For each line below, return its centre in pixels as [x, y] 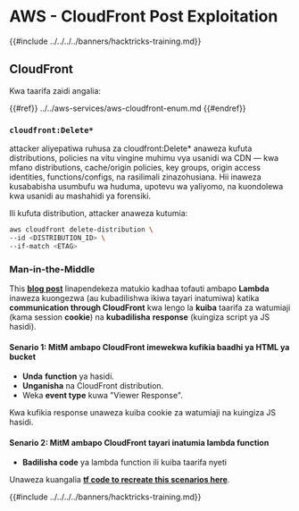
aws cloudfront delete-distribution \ [81, 230]
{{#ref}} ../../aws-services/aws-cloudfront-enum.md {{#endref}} [128, 108]
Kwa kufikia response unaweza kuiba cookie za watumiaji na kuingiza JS [143, 413]
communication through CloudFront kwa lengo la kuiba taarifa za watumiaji [150, 307]
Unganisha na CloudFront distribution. [93, 386]
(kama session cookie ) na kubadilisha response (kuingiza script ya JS [140, 317]
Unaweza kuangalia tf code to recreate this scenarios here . [120, 480]
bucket [23, 356]
